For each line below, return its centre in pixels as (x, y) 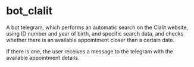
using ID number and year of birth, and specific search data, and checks (95, 33)
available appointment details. (43, 58)
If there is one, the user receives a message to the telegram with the (90, 51)
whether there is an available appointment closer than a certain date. (90, 40)
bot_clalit (29, 11)
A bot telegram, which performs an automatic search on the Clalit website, (97, 27)
